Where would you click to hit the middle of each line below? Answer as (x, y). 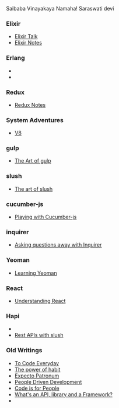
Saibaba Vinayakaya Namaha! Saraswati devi (60, 9)
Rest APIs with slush (39, 335)
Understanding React (40, 301)
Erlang (15, 58)
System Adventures (35, 120)
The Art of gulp (33, 161)
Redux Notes (30, 104)
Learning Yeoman (36, 273)
